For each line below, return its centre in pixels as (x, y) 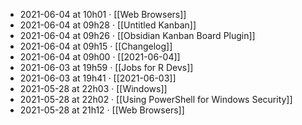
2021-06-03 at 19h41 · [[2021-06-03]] (98, 78)
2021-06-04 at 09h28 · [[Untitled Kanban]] (108, 25)
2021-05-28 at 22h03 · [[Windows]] (93, 88)
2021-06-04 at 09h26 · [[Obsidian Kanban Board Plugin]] (137, 35)
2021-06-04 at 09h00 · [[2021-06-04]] (100, 57)
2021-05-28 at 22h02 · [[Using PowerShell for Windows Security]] (156, 99)
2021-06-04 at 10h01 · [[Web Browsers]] (103, 14)
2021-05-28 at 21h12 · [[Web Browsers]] (102, 110)
